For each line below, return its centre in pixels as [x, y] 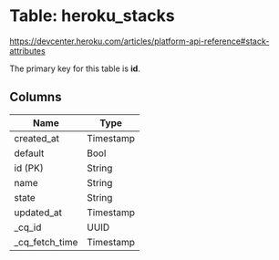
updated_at [38, 213]
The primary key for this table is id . [75, 68]
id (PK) [29, 168]
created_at [37, 138]
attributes [27, 50]
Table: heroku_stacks [92, 16]
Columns [36, 97]
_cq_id [28, 227]
